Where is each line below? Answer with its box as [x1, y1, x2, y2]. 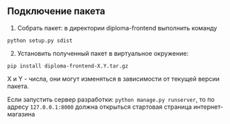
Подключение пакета [7, 6, 106, 17]
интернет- [193, 103, 224, 111]
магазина [7, 110, 35, 118]
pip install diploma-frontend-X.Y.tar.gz [7, 62, 129, 70]
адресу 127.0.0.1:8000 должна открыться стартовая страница [7, 103, 193, 111]
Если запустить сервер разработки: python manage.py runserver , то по [7, 95, 215, 103]
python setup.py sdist [7, 37, 73, 44]
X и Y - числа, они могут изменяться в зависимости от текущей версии [7, 74, 220, 83]
